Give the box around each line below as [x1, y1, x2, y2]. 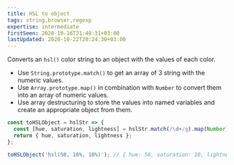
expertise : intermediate [7, 23, 79, 30]
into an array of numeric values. [17, 91, 109, 100]
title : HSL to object [7, 10, 70, 17]
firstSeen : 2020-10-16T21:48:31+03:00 [7, 29, 120, 37]
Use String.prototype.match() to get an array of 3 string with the [17, 69, 205, 77]
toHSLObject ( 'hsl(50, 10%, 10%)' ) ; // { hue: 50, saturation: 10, [7, 151, 204, 158]
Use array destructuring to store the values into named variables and [17, 98, 215, 107]
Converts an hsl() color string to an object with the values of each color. [7, 55, 216, 63]
